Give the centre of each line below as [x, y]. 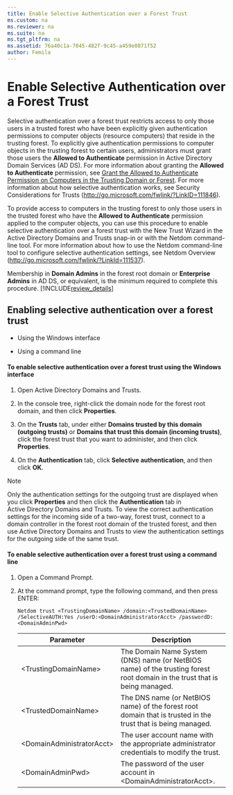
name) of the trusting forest [165, 669]
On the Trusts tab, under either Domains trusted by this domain [110, 424]
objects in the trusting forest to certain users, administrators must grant [109, 150]
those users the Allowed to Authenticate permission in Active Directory [110, 158]
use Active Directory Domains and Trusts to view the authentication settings [115, 531]
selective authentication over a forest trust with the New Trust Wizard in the [115, 230]
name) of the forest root [159, 707]
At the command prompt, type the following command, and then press [118, 591]
